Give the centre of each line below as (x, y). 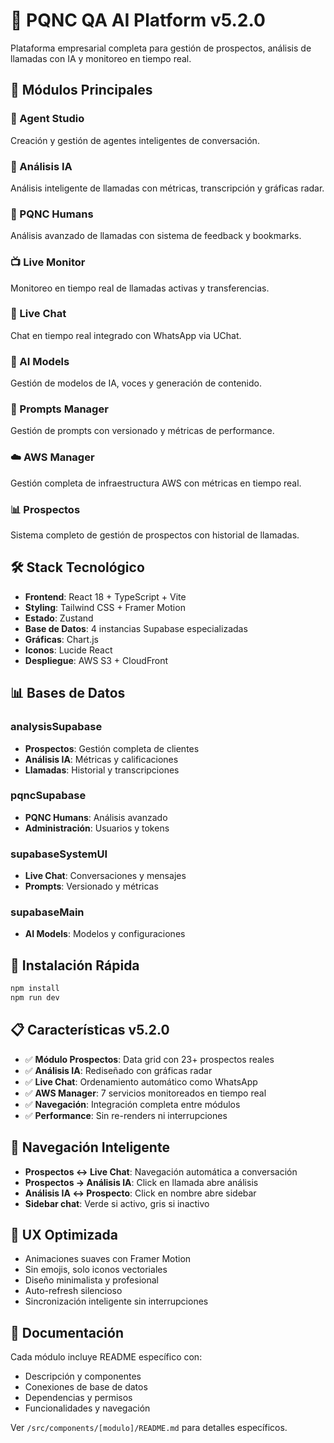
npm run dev (35, 998)
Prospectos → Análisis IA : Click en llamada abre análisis (141, 1182)
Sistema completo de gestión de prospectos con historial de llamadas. (155, 535)
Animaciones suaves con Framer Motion (108, 1259)
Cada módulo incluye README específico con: (106, 1357)
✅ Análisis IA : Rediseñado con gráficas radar (118, 1070)
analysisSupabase (56, 727)
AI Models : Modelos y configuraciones (105, 934)
